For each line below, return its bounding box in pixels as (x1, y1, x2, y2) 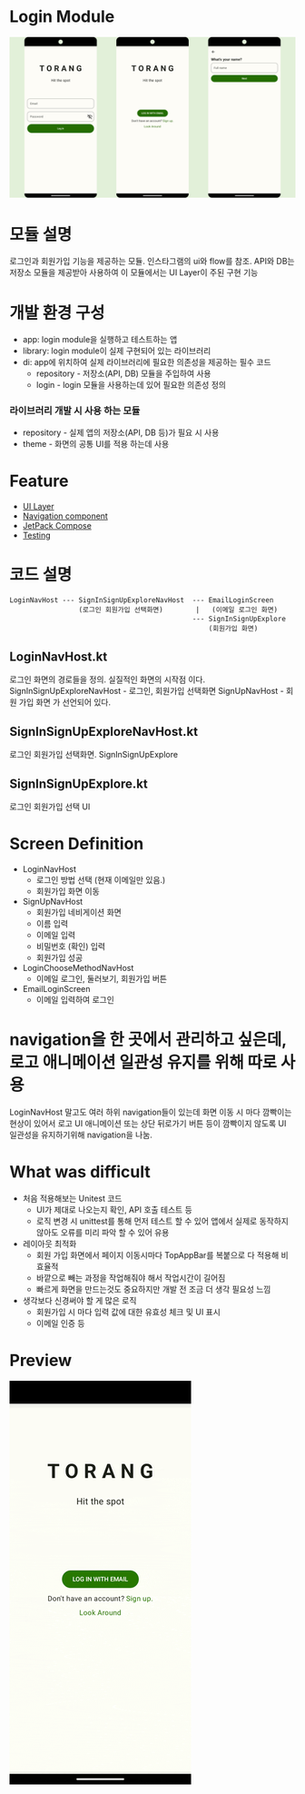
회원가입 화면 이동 (35, 886, 100, 897)
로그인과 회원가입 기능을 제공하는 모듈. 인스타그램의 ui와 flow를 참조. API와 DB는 (9, 256, 295, 267)
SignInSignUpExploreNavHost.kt (9, 724, 198, 739)
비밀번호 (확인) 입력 (35, 940, 106, 951)
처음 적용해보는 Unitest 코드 (22, 1193, 123, 1204)
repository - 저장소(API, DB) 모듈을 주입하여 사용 (35, 368, 212, 379)
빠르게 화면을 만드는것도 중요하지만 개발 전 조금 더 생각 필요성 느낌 (35, 1284, 271, 1294)
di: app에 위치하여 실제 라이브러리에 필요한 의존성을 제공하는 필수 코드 (22, 357, 271, 368)
